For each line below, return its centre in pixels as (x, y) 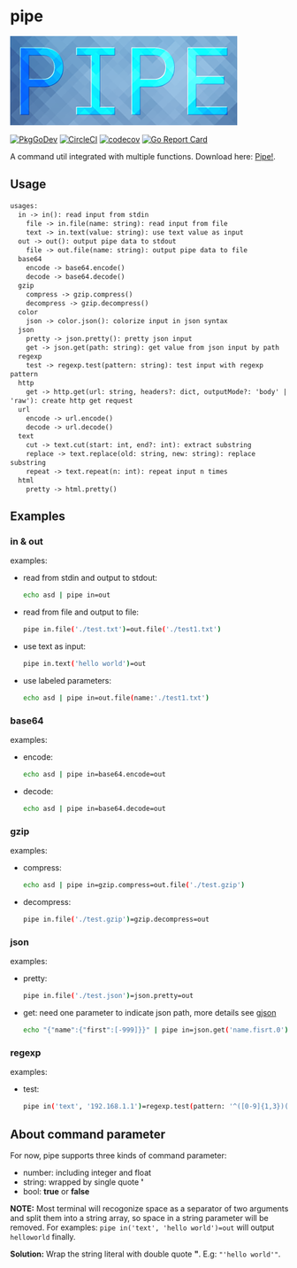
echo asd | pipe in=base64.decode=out (94, 809)
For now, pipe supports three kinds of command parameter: (118, 1156)
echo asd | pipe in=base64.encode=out (94, 775)
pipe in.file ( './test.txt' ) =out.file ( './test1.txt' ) (122, 630)
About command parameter (88, 1134)
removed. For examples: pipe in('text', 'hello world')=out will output (142, 1227)
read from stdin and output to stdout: (90, 578)
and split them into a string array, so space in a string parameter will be (139, 1218)
